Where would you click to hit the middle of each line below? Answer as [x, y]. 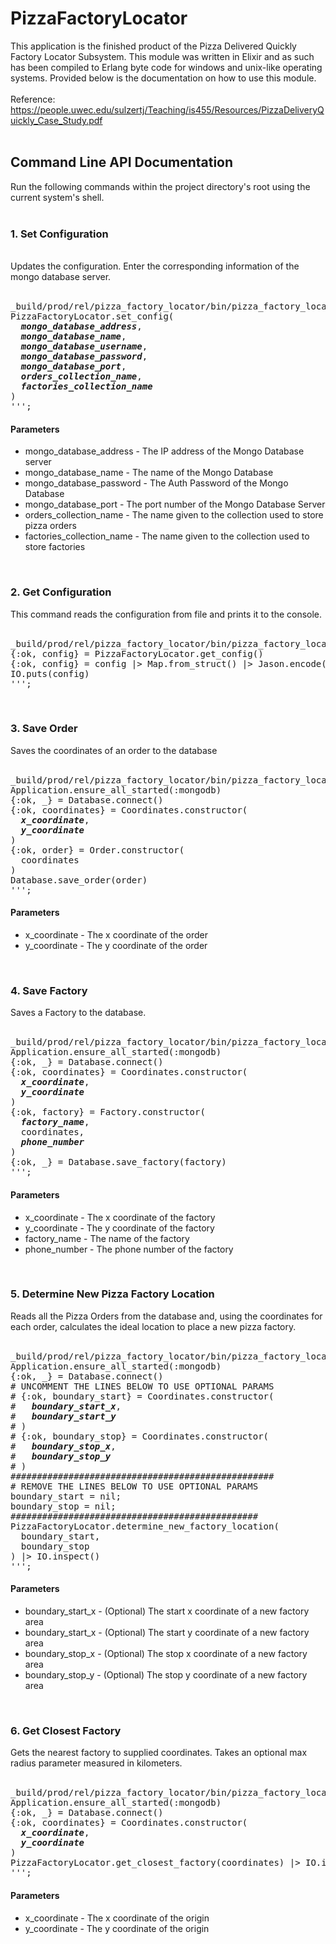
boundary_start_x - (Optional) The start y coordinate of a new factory [167, 1633]
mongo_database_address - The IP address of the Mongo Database [164, 451]
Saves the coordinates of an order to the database [114, 750]
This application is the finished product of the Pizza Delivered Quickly [153, 46]
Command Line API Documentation [122, 162]
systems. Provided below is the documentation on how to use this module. [163, 78]
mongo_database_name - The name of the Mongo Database [149, 473]
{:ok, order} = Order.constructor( [97, 850]
